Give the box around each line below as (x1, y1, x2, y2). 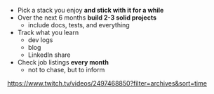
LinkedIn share (27, 51, 71, 59)
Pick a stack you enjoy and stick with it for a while (17, 6, 164, 14)
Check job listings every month (17, 58, 109, 66)
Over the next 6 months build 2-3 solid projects (17, 13, 156, 22)
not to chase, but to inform (27, 66, 105, 74)
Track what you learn (17, 28, 79, 36)
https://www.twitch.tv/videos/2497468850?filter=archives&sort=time (7, 79, 207, 87)
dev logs (27, 36, 53, 44)
